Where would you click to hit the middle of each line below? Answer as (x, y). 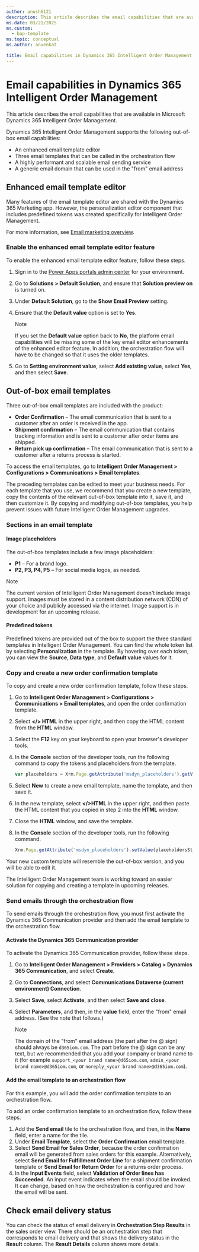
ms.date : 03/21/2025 (32, 23)
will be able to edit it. (31, 867)
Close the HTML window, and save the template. (74, 821)
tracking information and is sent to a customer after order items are (97, 436)
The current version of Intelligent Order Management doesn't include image (98, 593)
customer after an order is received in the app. (71, 423)
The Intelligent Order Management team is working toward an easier (89, 879)
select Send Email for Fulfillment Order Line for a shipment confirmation (103, 1160)
